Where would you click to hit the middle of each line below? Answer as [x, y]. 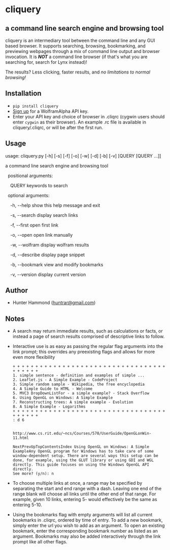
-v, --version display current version [48, 274]
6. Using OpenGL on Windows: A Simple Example [63, 398]
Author [16, 291]
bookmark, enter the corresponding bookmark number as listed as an [85, 531]
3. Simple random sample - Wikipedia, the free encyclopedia [79, 384]
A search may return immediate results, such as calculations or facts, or [88, 331]
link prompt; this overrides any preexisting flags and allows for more [84, 352]
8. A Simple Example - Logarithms [49, 407]
